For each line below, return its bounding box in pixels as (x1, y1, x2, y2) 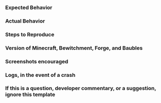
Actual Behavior (5, 17, 45, 24)
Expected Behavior (5, 4, 53, 11)
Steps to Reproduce (5, 31, 55, 38)
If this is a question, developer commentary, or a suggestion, (5, 85, 156, 92)
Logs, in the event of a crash (5, 71, 76, 78)
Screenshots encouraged (5, 58, 69, 65)
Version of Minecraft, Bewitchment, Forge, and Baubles (5, 44, 143, 51)
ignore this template (5, 91, 55, 98)
